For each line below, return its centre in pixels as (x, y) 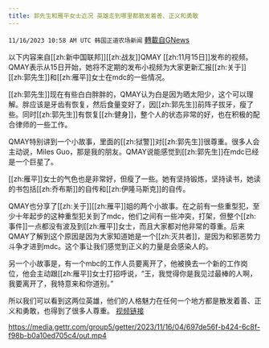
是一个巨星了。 (33, 161)
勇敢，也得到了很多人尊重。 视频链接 (83, 310)
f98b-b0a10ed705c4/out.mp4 (57, 335)
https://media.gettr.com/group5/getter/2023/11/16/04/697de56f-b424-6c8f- (134, 326)
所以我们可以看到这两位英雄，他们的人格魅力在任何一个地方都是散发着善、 (131, 300)
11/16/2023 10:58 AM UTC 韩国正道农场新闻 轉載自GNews (99, 39)
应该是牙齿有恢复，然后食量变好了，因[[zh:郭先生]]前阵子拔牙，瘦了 (142, 104)
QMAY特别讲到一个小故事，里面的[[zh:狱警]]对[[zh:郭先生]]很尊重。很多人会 (134, 141)
